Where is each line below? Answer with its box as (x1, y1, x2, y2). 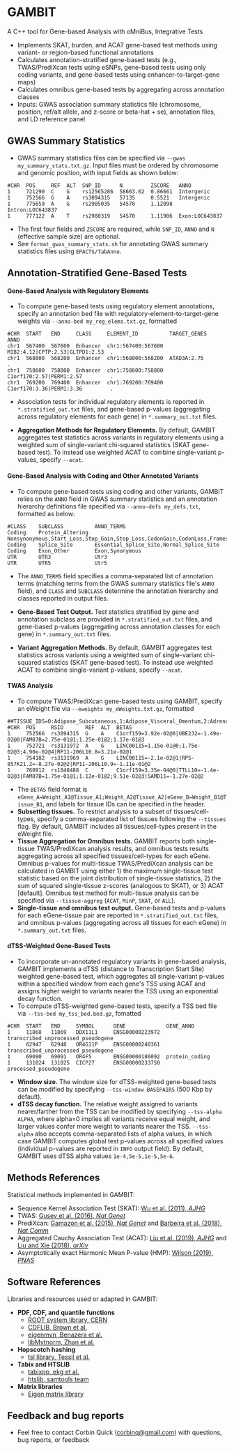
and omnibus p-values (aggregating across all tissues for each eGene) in (17, 918, 226, 926)
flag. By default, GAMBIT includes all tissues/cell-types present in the (17, 822, 217, 830)
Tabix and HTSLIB (17, 1360, 70, 1368)
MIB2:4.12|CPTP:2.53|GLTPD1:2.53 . (7, 349, 114, 356)
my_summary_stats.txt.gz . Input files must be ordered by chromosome (17, 161, 219, 170)
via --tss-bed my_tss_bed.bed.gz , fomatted (17, 1009, 141, 1017)
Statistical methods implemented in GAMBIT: (7, 1190, 135, 1198)
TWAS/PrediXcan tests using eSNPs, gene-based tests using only (17, 63, 207, 71)
